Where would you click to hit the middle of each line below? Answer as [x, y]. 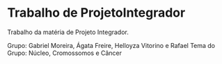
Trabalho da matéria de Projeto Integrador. [68, 32]
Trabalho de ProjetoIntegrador [96, 13]
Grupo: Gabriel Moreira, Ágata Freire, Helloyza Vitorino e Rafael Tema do [111, 45]
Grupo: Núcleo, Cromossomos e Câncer [65, 53]
